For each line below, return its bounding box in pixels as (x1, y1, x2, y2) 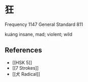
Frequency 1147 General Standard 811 (5, 21, 83, 28)
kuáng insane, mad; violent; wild (5, 31, 72, 37)
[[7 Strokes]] (12, 65, 39, 71)
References (5, 46, 42, 54)
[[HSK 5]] (12, 59, 33, 66)
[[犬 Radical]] (12, 71, 40, 77)
